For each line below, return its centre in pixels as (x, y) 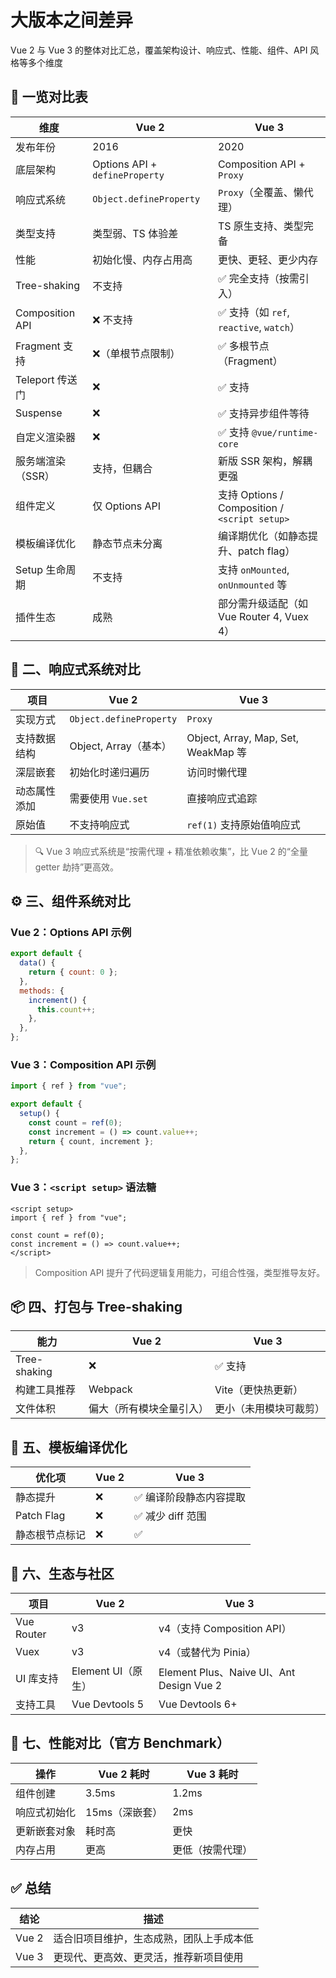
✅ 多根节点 (243, 346)
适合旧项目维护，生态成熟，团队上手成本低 (153, 1938)
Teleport (35, 379)
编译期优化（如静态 (262, 536)
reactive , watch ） (258, 327)
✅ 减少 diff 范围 (170, 1516)
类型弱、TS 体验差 (135, 233)
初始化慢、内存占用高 (142, 259)
